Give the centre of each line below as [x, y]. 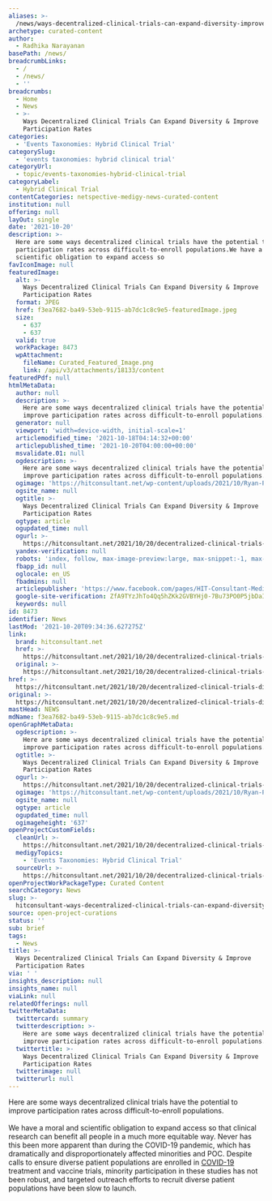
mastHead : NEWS [34, 710]
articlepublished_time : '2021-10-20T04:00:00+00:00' [106, 446]
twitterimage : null [49, 1071]
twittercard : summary [52, 1019]
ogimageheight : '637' [52, 823]
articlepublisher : [47, 589]
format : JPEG [38, 302]
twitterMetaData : [38, 1011]
